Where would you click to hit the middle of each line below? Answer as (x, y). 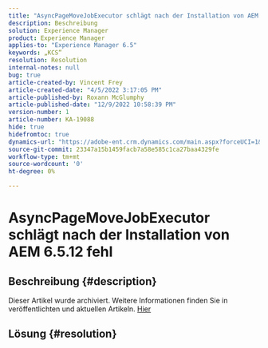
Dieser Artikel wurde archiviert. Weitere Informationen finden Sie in (118, 301)
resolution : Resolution (48, 61)
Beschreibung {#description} (83, 281)
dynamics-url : (32, 142)
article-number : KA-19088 (51, 120)
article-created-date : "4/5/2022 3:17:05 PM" (85, 90)
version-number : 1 (39, 113)
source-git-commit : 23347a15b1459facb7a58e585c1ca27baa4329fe (114, 149)
